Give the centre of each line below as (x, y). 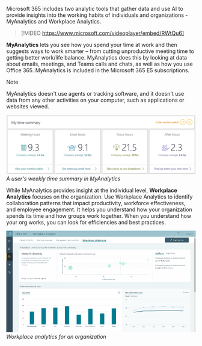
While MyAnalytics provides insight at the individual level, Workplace (92, 190)
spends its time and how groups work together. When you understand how (99, 215)
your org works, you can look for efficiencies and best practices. (86, 222)
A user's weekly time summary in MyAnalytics (63, 178)
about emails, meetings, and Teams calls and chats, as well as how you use (100, 64)
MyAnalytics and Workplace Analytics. (54, 21)
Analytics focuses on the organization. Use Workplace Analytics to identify (99, 196)
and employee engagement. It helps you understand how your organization (99, 209)
